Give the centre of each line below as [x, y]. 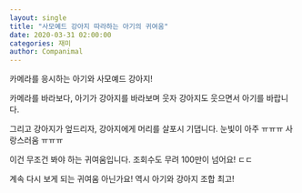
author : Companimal [46, 52]
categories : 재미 [40, 43]
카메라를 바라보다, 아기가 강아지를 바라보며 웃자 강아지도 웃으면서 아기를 [137, 98]
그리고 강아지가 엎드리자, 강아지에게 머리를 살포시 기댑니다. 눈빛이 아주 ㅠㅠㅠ [146, 129]
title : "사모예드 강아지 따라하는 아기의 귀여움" [89, 26]
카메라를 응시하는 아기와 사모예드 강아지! [81, 79]
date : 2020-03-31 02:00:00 [60, 35]
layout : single [38, 18]
